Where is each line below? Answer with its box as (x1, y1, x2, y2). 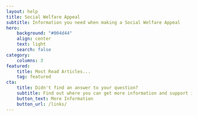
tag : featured (16, 74, 51, 80)
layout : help (6, 8, 38, 15)
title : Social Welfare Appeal (6, 14, 81, 20)
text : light (16, 42, 46, 47)
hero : (6, 25, 19, 31)
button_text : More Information (16, 95, 94, 101)
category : (6, 52, 31, 58)
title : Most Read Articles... (16, 69, 91, 74)
